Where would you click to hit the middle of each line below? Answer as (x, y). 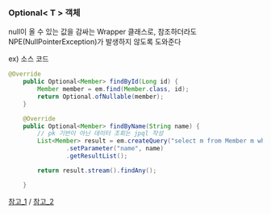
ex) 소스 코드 (29, 59)
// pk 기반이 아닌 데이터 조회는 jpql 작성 (100, 134)
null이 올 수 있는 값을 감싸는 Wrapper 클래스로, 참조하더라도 (103, 32)
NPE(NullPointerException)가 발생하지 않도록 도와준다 (95, 42)
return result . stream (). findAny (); (97, 171)
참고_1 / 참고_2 (31, 201)
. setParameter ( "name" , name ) (115, 149)
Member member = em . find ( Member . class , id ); (113, 89)
